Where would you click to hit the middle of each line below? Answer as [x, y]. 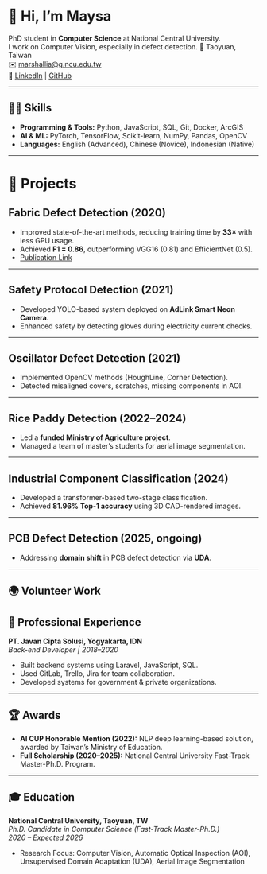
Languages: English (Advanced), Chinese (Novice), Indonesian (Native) [137, 144]
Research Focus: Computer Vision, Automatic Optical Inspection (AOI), [135, 853]
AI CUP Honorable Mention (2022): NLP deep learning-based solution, [136, 738]
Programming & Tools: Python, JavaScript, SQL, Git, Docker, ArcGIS [132, 127]
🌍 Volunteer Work [54, 591]
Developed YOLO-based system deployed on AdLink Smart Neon [128, 309]
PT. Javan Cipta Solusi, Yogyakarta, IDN [75, 641]
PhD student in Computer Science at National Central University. [114, 38]
